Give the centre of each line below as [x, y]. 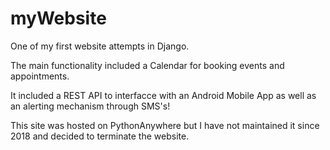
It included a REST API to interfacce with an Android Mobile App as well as [163, 95]
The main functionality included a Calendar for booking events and [147, 65]
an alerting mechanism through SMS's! [90, 106]
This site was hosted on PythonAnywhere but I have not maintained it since [165, 125]
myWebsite [58, 18]
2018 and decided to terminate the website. [100, 136]
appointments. [40, 76]
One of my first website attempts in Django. [100, 46]
